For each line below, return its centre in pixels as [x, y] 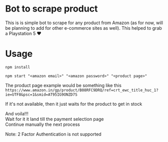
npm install [18, 67]
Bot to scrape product [52, 9]
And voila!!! [17, 113]
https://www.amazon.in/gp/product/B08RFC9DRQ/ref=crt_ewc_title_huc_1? [82, 90]
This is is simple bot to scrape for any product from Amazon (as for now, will [84, 23]
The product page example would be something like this [63, 85]
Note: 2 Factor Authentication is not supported [53, 134]
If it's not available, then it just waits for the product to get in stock [74, 104]
